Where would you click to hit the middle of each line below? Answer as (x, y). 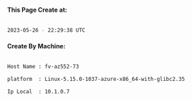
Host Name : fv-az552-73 (43, 67)
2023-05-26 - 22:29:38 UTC (46, 30)
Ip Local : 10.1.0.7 (39, 92)
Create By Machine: (37, 46)
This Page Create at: (37, 10)
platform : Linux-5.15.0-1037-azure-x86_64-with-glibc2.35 (96, 80)
